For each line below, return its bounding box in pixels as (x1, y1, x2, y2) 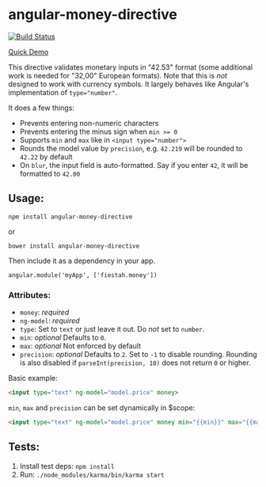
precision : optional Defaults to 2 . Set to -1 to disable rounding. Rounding (19, 350, 257, 360)
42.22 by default (19, 152, 73, 162)
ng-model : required (19, 316, 81, 325)
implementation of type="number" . (8, 87, 118, 97)
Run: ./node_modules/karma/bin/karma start (19, 470, 165, 479)
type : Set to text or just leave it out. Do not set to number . (19, 325, 205, 334)
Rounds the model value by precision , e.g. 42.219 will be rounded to (19, 143, 243, 153)
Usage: (8, 192, 45, 205)
